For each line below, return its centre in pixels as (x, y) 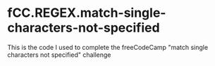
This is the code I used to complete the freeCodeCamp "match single (108, 47)
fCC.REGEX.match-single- (87, 13)
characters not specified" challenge (59, 55)
